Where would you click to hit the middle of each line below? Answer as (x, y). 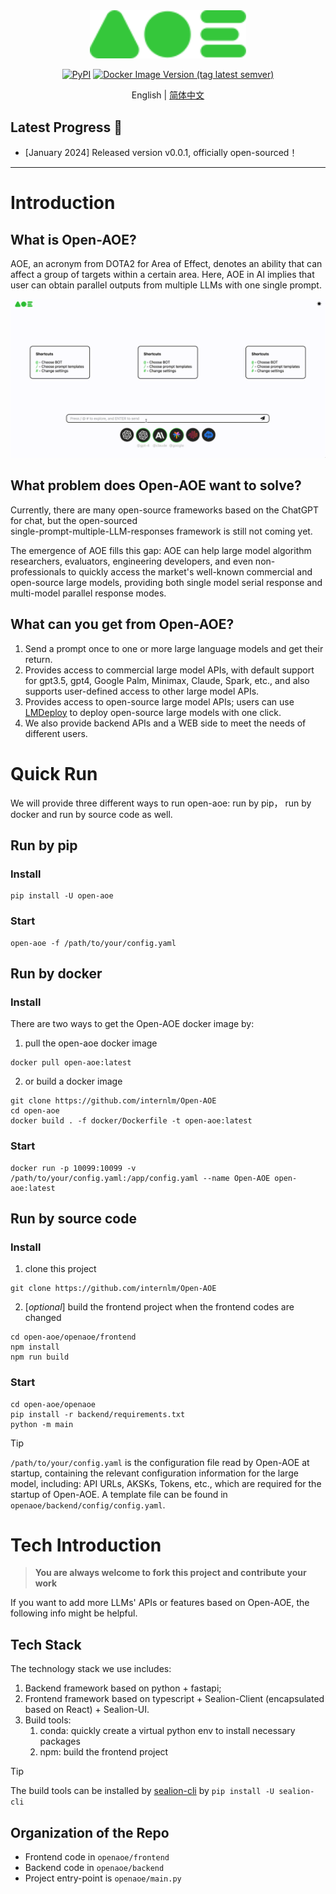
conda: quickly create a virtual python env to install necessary (167, 1731)
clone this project (60, 1269)
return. (38, 659)
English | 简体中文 (168, 95)
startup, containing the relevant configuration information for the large (154, 1473)
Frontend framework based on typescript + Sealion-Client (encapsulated (174, 1699)
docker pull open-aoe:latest (71, 1063)
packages (60, 1741)
